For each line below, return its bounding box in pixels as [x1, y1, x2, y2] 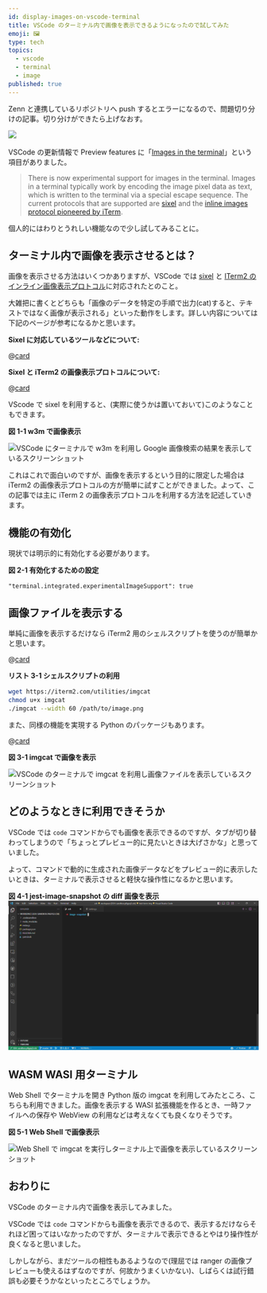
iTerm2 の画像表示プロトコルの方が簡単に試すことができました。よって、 [8, 480, 248, 490]
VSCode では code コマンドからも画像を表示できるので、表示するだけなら [8, 1219, 250, 1229]
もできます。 [8, 410, 50, 420]
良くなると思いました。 [8, 1239, 85, 1248]
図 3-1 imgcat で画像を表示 [8, 752, 97, 762]
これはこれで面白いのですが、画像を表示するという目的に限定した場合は [8, 471, 245, 480]
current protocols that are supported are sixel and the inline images [27, 198, 249, 208]
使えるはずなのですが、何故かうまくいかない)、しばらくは [42, 1266, 234, 1275]
